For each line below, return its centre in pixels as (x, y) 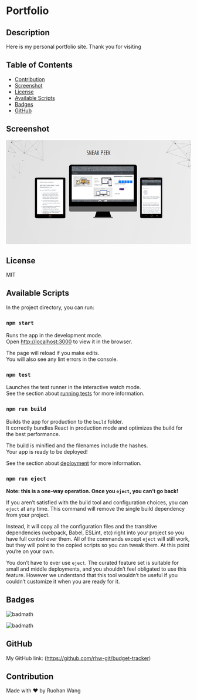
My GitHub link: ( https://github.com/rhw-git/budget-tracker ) (79, 658)
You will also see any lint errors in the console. (62, 359)
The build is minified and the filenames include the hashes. (77, 446)
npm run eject (26, 478)
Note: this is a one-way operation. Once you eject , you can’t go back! (92, 491)
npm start (20, 323)
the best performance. (33, 434)
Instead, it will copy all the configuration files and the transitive (81, 526)
